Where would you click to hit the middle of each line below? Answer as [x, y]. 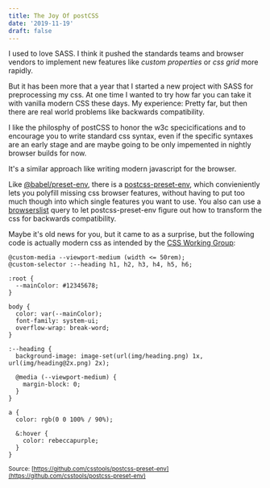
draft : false [30, 31]
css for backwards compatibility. [62, 219]
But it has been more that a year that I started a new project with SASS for [131, 86]
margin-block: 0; [52, 385]
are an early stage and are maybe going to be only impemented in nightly [130, 145]
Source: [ [21, 469]
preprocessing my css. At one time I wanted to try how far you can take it [130, 95]
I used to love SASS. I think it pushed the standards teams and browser [126, 54]
